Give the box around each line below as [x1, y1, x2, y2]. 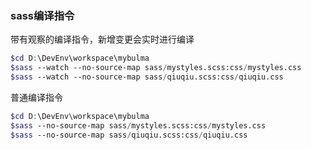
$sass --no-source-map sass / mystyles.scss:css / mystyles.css [10, 120, 267, 131]
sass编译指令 [10, 8, 75, 22]
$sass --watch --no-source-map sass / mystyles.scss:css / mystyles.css [10, 63, 302, 73]
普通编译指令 [10, 91, 63, 103]
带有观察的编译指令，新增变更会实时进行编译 [10, 33, 195, 46]
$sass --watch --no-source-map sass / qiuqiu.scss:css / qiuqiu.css [10, 72, 284, 82]
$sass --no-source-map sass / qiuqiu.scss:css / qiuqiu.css [10, 130, 248, 140]
